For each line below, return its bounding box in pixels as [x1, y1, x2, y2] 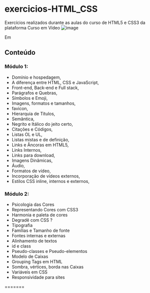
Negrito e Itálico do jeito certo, [11, 121, 73, 127]
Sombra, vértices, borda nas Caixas [11, 264, 84, 270]
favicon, [11, 105, 28, 111]
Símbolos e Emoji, [11, 95, 48, 101]
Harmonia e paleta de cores [11, 212, 68, 218]
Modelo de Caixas [11, 253, 48, 259]
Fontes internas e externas [11, 232, 65, 238]
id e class [11, 243, 31, 249]
